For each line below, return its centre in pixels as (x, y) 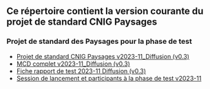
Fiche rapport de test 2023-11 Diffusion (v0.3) (81, 71)
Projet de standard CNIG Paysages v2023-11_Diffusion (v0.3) (103, 56)
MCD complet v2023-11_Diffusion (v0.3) (73, 64)
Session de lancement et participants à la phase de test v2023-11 (109, 78)
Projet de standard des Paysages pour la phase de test (99, 42)
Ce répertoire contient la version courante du (105, 11)
